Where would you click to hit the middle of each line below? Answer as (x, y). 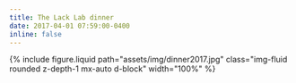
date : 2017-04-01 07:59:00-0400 (70, 26)
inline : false (36, 34)
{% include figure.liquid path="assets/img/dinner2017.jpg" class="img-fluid (148, 60)
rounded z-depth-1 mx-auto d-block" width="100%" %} (113, 69)
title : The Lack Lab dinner (62, 17)
